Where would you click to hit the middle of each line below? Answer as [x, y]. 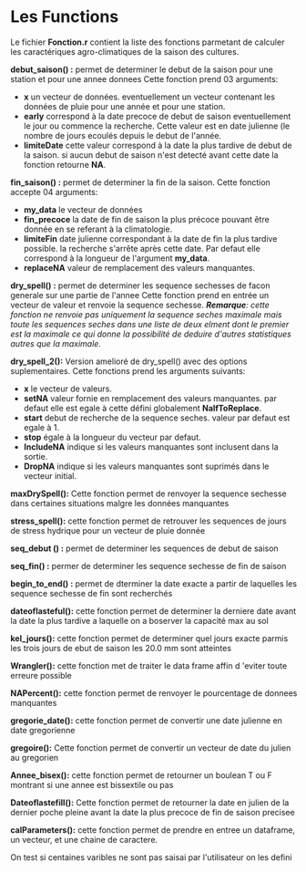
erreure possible [41, 675]
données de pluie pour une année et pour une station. [124, 106]
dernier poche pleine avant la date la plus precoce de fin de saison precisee [153, 812]
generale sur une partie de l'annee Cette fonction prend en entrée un [140, 295]
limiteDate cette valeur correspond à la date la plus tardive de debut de [158, 145]
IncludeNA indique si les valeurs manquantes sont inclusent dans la [151, 446]
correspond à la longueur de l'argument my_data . [117, 258]
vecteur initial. [50, 475]
